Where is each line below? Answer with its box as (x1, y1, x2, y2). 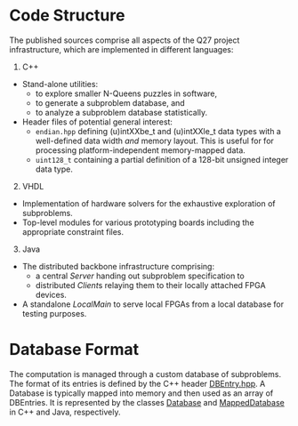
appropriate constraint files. (21, 226, 125, 237)
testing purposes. (21, 308, 87, 318)
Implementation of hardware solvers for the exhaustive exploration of (21, 197, 276, 209)
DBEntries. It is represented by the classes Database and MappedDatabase (9, 397, 285, 407)
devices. (35, 289, 67, 300)
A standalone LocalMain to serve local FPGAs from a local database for (21, 299, 285, 309)
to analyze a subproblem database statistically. (35, 107, 208, 117)
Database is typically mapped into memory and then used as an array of (9, 388, 274, 398)
